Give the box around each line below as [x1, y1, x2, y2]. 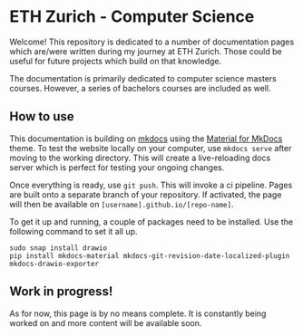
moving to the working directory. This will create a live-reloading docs [9, 152, 271, 163]
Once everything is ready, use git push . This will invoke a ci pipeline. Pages [9, 179, 293, 190]
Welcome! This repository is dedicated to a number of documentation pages [9, 36, 295, 47]
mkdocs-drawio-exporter [9, 259, 100, 268]
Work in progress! [9, 283, 113, 300]
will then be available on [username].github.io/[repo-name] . [9, 198, 234, 209]
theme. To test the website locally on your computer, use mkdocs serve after [9, 142, 292, 153]
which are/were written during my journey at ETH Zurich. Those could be [9, 45, 283, 56]
